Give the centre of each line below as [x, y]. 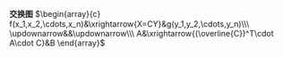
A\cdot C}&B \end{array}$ [57, 43]
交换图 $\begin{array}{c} [55, 14]
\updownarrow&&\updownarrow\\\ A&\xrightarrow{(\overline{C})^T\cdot [142, 33]
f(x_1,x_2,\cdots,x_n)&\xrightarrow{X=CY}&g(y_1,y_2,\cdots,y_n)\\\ [129, 24]
